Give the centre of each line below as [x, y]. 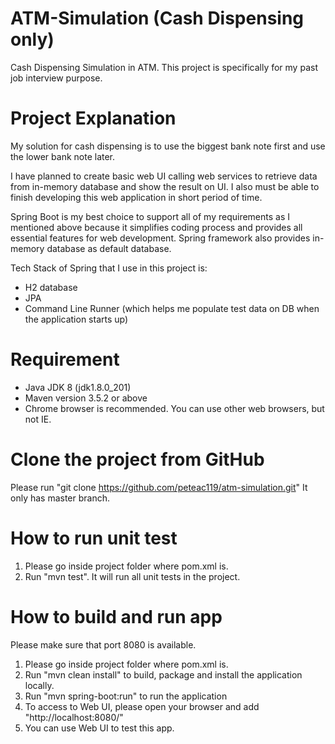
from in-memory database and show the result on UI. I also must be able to [165, 186]
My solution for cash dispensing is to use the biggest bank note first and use [168, 146]
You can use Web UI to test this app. [99, 728]
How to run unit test [94, 538]
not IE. [38, 419]
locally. [39, 685]
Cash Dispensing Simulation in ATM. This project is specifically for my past [164, 67]
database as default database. [109, 248]
